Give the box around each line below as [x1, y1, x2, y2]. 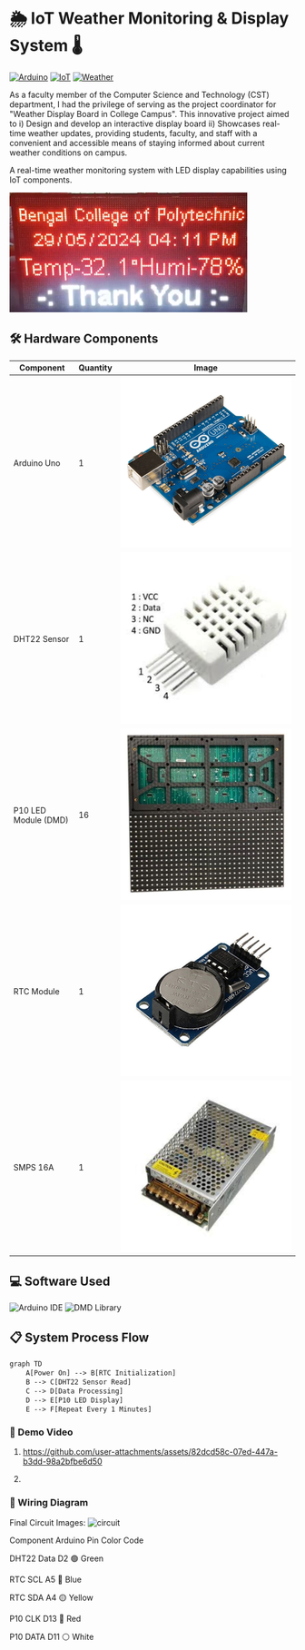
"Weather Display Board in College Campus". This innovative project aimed [9, 108, 290, 119]
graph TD [9, 1359, 43, 1368]
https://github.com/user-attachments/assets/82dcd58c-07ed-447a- [22, 1447, 279, 1457]
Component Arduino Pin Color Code [9, 1535, 144, 1546]
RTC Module [13, 985, 61, 996]
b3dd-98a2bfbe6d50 [22, 1456, 103, 1467]
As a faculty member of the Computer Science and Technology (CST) [9, 89, 270, 100]
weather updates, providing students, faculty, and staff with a [27, 127, 258, 138]
